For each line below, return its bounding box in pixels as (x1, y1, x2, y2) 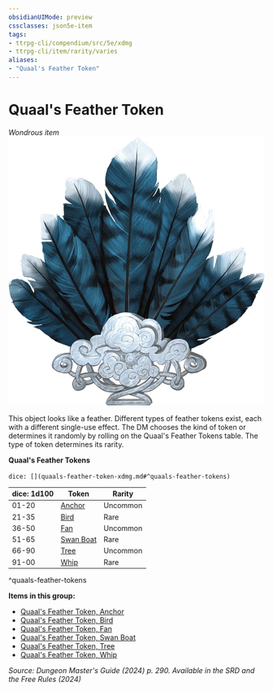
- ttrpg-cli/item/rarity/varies (8, 47, 118, 56)
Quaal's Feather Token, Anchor (19, 606, 124, 617)
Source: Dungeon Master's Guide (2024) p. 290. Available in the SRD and (8, 666, 255, 676)
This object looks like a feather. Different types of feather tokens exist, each (8, 413, 262, 423)
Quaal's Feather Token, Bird (19, 615, 114, 625)
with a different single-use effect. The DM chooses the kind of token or (8, 422, 246, 432)
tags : (8, 30, 27, 38)
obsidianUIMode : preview (8, 13, 93, 21)
